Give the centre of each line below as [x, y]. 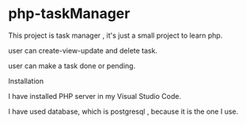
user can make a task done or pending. [72, 66]
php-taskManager [69, 14]
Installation [26, 81]
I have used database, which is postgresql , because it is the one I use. [123, 111]
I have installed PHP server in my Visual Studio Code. [95, 96]
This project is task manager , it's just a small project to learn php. [115, 35]
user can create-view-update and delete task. [83, 50]
